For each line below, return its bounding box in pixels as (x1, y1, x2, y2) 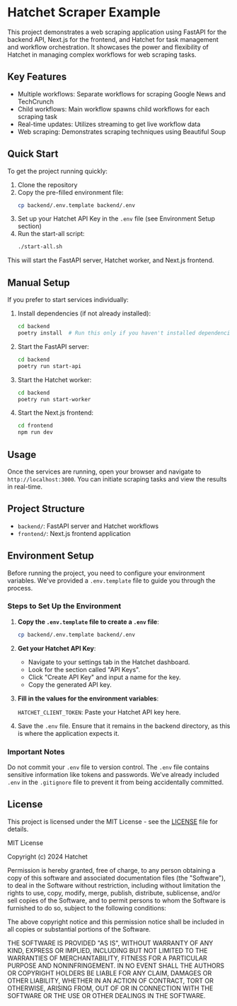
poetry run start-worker (17, 396, 91, 403)
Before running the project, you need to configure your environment (7, 569, 205, 577)
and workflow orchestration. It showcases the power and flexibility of (7, 43, 209, 51)
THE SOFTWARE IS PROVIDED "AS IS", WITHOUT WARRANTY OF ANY (7, 939, 214, 947)
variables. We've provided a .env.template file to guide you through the (7, 576, 216, 585)
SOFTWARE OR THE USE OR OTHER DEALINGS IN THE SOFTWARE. (7, 991, 206, 1000)
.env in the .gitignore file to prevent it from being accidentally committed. (7, 778, 224, 787)
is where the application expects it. (17, 729, 120, 737)
